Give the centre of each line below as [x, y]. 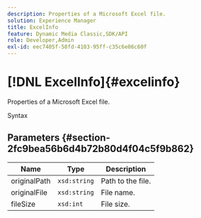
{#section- [86, 138]
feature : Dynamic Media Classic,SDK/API [68, 34]
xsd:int [70, 204]
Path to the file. [126, 180]
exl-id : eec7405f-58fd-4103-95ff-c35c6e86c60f [77, 47]
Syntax [18, 115]
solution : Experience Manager [52, 21]
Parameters [34, 138]
